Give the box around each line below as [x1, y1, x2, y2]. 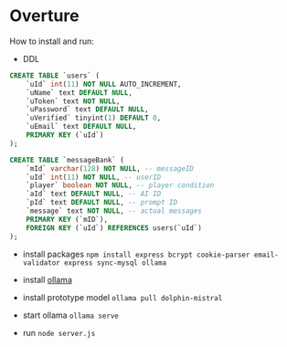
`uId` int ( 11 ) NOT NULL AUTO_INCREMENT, [26, 79, 182, 89]
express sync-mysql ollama [63, 258, 167, 268]
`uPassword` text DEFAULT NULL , [26, 105, 149, 114]
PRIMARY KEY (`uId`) [26, 131, 104, 140]
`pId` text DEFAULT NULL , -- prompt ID [26, 198, 178, 207]
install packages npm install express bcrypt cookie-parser [22, 248, 250, 259]
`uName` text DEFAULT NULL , [26, 88, 133, 97]
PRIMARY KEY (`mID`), [26, 215, 108, 224]
